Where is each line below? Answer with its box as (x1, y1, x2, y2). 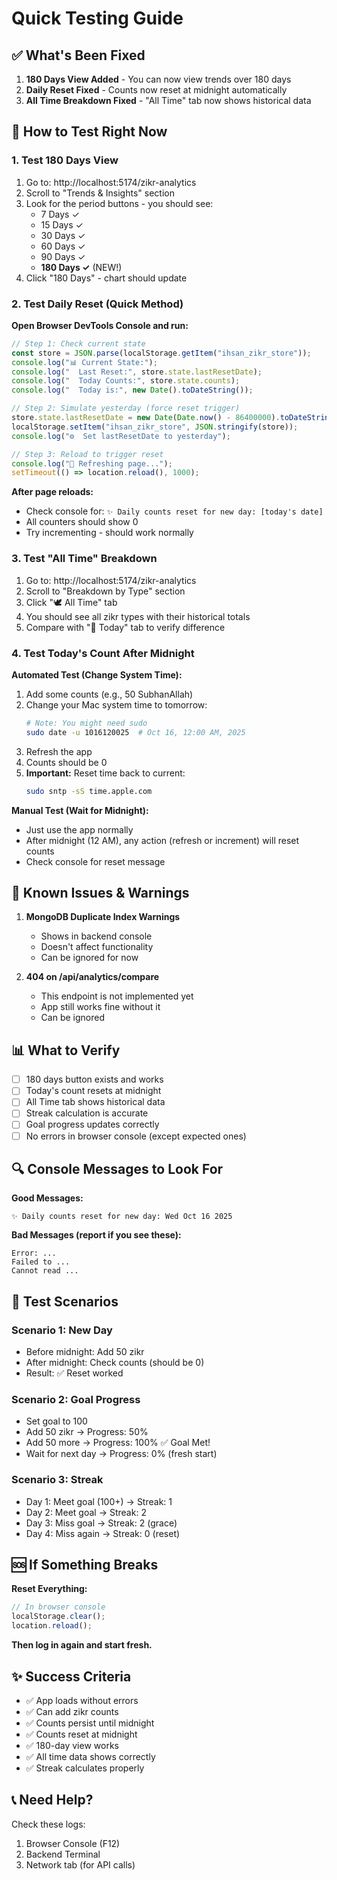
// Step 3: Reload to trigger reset (11, 449, 164, 459)
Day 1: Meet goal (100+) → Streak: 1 (25, 1495, 173, 1507)
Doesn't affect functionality (40, 941, 154, 953)
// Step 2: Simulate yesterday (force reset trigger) (11, 403, 241, 414)
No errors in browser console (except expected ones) (25, 1130, 247, 1142)
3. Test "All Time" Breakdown (11, 552, 158, 566)
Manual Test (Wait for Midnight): (11, 804, 149, 816)
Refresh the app (25, 745, 93, 757)
